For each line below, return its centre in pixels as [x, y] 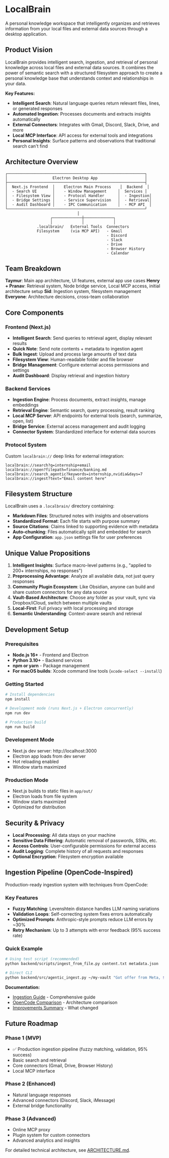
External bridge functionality [42, 1105]
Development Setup [37, 630]
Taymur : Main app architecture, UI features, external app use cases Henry [82, 281]
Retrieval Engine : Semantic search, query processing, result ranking [83, 411]
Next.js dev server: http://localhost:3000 [55, 750]
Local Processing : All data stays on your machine [64, 835]
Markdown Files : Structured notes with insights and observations [80, 516]
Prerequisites [22, 644]
